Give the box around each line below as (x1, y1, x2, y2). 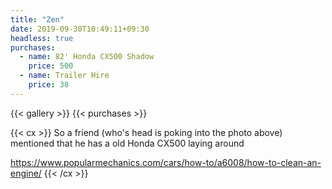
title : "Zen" (10, 14, 65, 25)
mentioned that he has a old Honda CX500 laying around (10, 137, 245, 149)
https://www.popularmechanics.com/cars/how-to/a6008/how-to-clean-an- (10, 156, 322, 168)
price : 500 (28, 61, 74, 71)
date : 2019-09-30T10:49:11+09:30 (10, 24, 150, 34)
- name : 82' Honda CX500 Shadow (19, 52, 155, 62)
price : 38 (28, 80, 70, 90)
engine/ (10, 167, 42, 179)
